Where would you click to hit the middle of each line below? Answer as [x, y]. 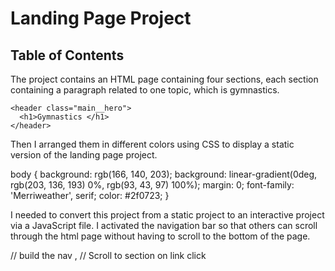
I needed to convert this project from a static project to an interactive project [167, 215]
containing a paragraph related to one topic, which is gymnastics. [145, 90]
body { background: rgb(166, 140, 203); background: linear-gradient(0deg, [164, 174]
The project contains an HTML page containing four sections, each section [164, 79]
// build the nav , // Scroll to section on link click [108, 255]
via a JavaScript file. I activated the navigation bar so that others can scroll [164, 225]
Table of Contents [67, 55]
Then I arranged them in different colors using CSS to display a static [152, 144]
